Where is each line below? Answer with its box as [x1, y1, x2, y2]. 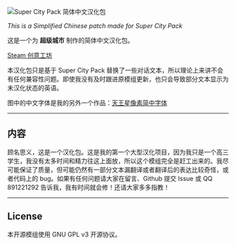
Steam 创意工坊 [7, 51, 53, 59]
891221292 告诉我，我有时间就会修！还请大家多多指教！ [7, 183, 170, 191]
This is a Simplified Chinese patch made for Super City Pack [7, 22, 183, 30]
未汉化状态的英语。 [7, 84, 63, 92]
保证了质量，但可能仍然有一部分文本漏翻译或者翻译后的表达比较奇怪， [19, 165, 223, 174]
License [7, 211, 43, 222]
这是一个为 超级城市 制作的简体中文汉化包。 [7, 36, 134, 44]
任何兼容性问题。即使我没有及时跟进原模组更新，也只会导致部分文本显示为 [13, 75, 229, 83]
